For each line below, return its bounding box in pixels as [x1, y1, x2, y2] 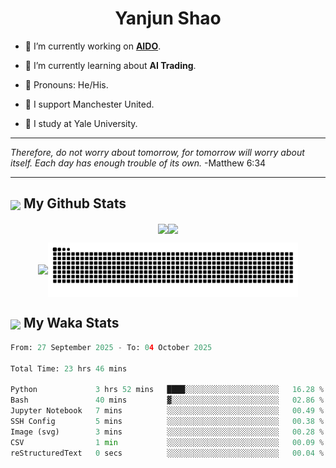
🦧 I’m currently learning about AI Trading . [24, 59, 197, 71]
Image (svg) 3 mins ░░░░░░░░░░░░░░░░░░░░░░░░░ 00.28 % [10, 427, 325, 437]
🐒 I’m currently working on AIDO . [24, 40, 162, 52]
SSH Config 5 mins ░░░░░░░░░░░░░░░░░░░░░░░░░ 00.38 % [10, 416, 325, 426]
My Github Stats [23, 195, 127, 212]
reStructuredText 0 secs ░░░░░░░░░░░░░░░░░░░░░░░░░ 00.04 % [10, 448, 325, 458]
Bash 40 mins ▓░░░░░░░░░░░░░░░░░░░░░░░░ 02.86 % [10, 395, 325, 406]
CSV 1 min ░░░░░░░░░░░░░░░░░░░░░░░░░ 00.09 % [10, 437, 325, 447]
